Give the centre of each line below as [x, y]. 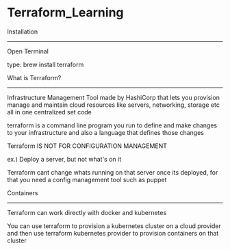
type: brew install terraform [46, 64]
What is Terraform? [34, 77]
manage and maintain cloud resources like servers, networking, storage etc [114, 105]
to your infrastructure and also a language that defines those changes [105, 132]
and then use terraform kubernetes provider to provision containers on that [113, 233]
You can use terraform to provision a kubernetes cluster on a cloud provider [114, 226]
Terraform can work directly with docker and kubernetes [87, 212]
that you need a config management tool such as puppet [87, 179]
